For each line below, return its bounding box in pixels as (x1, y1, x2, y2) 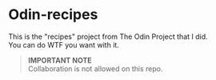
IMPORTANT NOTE (27, 55, 92, 65)
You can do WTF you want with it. (8, 40, 120, 49)
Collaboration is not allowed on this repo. (27, 63, 163, 73)
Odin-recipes (8, 6, 98, 24)
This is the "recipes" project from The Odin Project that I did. (8, 32, 208, 41)
